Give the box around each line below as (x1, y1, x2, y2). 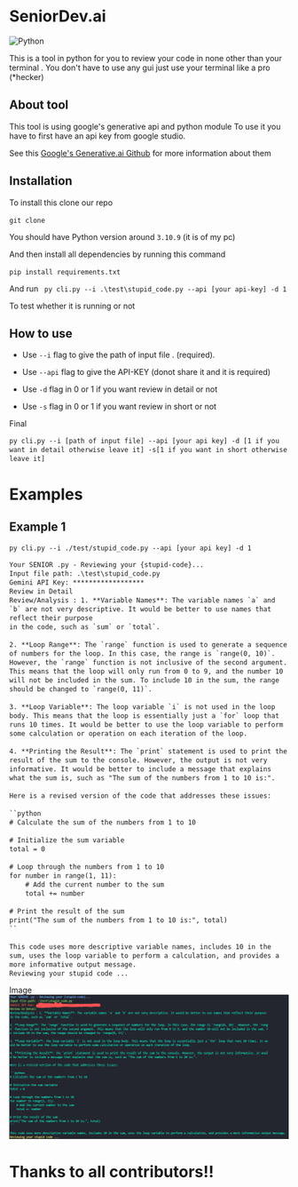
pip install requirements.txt (9, 267, 122, 276)
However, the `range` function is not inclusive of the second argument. (9, 658, 288, 667)
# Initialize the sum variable (9, 836, 125, 845)
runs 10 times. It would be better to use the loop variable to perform (9, 721, 284, 729)
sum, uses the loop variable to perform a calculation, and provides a (9, 952, 279, 960)
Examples (9, 484, 83, 504)
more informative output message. (9, 960, 137, 969)
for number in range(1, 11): (9, 872, 117, 880)
